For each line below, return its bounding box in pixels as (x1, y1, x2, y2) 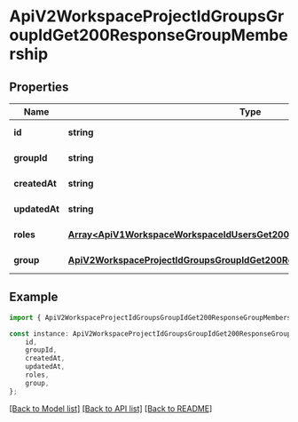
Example (9, 290, 59, 305)
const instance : (9, 329, 69, 338)
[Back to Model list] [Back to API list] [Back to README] (9, 402, 213, 414)
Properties (9, 79, 69, 94)
